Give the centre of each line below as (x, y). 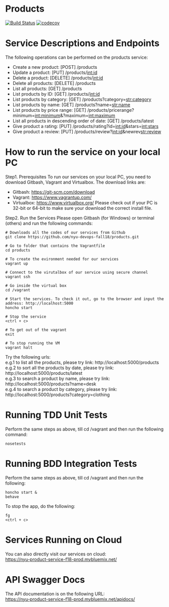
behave (12, 497)
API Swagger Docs (45, 579)
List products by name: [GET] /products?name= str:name (71, 105)
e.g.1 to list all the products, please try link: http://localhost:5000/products (82, 362)
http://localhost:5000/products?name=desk (51, 384)
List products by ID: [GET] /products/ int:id (56, 94)
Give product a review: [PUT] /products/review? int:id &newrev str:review (87, 132)
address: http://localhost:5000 (39, 303)
